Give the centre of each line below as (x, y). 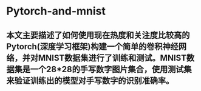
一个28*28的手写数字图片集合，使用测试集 (111, 69)
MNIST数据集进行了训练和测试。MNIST (112, 58)
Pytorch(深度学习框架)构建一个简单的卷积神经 (93, 46)
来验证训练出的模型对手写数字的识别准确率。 (90, 80)
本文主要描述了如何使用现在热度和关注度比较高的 (98, 35)
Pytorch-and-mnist (56, 11)
